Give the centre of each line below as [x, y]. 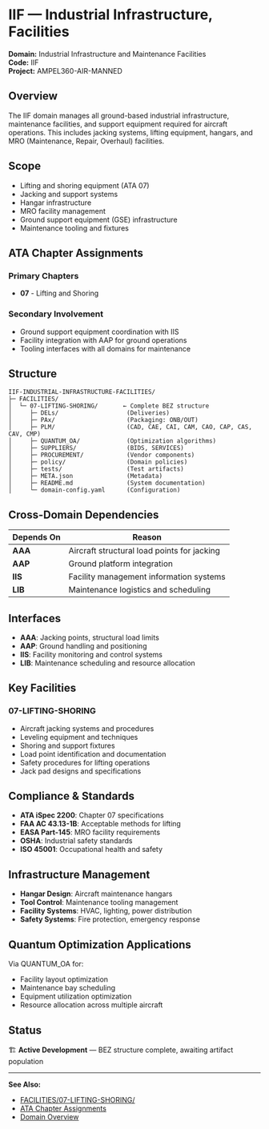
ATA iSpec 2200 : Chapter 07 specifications [92, 815]
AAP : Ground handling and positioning [83, 645]
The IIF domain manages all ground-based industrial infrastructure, [119, 115]
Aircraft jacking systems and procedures [87, 728]
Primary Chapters [44, 275]
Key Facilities [42, 688]
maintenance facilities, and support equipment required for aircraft [118, 124]
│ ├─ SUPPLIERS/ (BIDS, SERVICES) [96, 448]
